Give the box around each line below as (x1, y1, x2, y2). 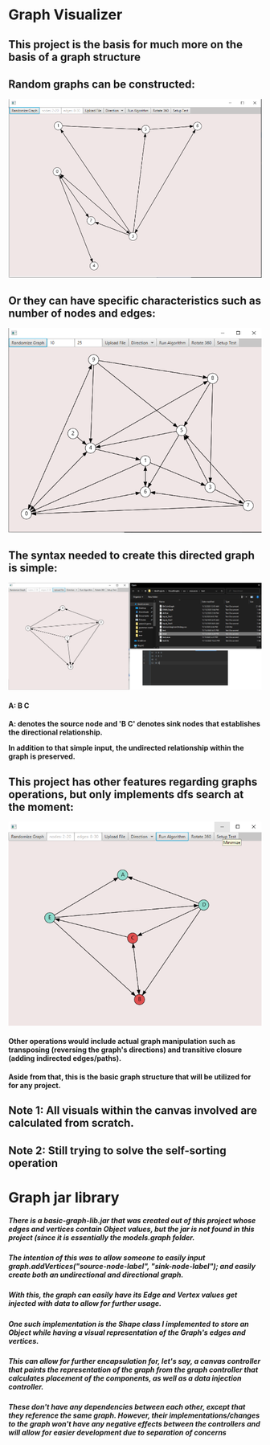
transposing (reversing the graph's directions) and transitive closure (8, 1045, 243, 1054)
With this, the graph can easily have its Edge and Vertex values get (8, 1290, 238, 1300)
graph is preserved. (8, 751, 76, 761)
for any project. (8, 1081, 62, 1091)
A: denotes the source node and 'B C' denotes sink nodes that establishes (8, 719, 261, 729)
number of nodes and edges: (8, 306, 157, 320)
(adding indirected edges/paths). (8, 1054, 122, 1063)
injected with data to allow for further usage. (8, 1299, 162, 1308)
